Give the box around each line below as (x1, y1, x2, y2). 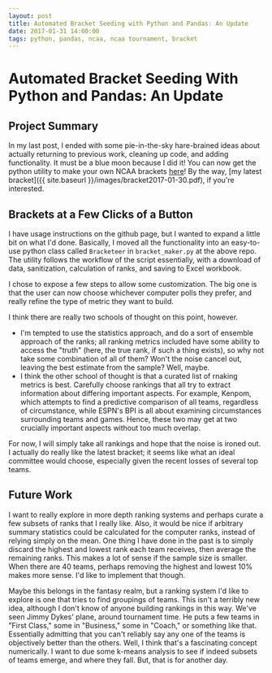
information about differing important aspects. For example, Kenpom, (19, 389, 252, 398)
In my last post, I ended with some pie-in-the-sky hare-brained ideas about (8, 141, 261, 150)
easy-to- (231, 237, 261, 248)
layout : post (8, 11, 53, 20)
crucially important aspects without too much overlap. (19, 423, 201, 433)
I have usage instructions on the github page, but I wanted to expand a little (8, 229, 261, 239)
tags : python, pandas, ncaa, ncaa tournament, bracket (8, 34, 198, 43)
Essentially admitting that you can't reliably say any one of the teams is (8, 629, 246, 639)
